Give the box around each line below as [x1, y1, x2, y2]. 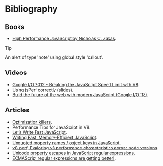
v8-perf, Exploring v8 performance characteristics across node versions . [12, 145, 159, 150]
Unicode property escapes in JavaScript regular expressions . [12, 150, 135, 156]
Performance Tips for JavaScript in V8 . [12, 124, 91, 130]
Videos [5, 69, 27, 77]
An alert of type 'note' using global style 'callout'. [5, 55, 104, 60]
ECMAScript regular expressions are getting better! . [12, 155, 116, 161]
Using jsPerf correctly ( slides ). [12, 87, 73, 92]
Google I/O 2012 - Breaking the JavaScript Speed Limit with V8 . [12, 81, 140, 87]
